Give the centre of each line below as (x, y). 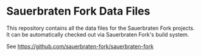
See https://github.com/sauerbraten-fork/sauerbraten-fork (80, 46)
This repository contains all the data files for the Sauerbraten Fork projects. (100, 28)
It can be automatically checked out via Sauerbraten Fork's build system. (98, 34)
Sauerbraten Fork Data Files (78, 11)
